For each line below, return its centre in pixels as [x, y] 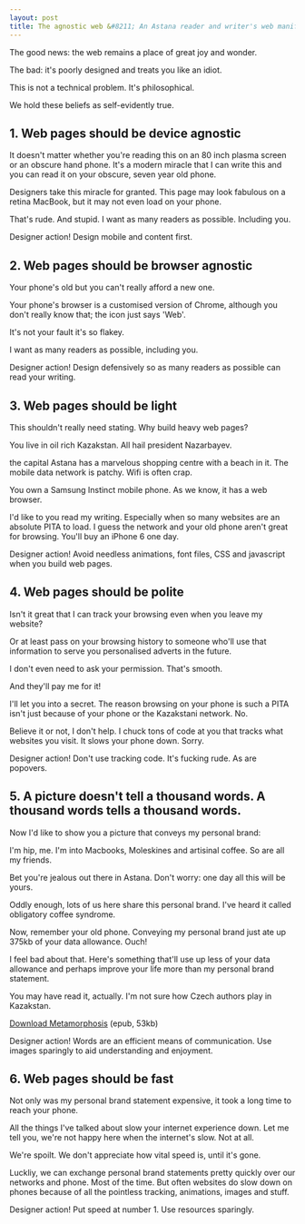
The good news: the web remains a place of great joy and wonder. [133, 52]
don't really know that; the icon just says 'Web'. [98, 315]
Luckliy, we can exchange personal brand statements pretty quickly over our [152, 1173]
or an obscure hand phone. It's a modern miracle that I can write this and [146, 165]
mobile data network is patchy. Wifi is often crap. [101, 472]
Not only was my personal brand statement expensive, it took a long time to [151, 1101]
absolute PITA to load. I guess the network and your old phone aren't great [149, 527]
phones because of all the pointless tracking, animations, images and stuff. [149, 1192]
